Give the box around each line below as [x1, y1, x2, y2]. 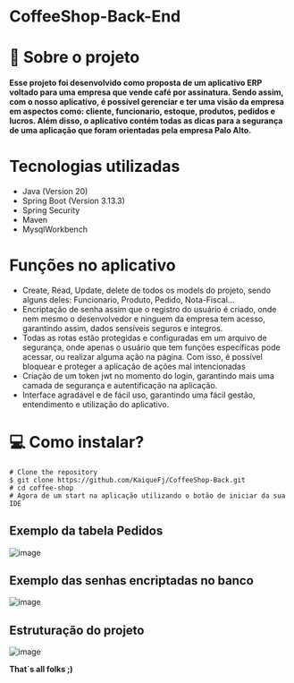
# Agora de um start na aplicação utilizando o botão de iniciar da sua [9, 491, 286, 500]
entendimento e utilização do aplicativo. [21, 398, 170, 409]
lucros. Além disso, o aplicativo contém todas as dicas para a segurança [9, 115, 283, 126]
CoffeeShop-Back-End [9, 6, 181, 27]
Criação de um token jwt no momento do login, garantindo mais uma [21, 370, 274, 381]
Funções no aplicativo [9, 255, 176, 276]
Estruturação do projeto [9, 622, 145, 637]
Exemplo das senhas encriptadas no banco [9, 573, 255, 588]
